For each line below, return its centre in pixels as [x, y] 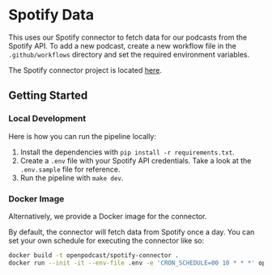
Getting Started [48, 96]
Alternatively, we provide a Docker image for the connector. [108, 216]
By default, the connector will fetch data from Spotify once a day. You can [132, 231]
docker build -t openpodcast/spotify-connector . [94, 255]
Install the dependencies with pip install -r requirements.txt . [127, 152]
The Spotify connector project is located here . [85, 70]
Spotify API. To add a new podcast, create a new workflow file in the [122, 45]
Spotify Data [51, 15]
